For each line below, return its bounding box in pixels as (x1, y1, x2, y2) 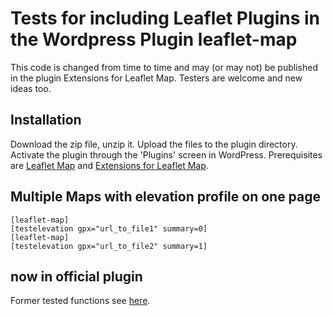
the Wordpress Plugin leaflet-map (10, 28, 298, 51)
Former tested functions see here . (10, 295, 151, 307)
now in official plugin (10, 268, 143, 285)
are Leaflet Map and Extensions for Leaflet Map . (10, 159, 209, 171)
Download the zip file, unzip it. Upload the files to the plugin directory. (10, 138, 298, 150)
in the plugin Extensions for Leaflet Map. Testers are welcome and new (10, 72, 303, 84)
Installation (10, 112, 82, 129)
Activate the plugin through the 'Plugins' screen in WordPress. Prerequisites (10, 148, 323, 161)
